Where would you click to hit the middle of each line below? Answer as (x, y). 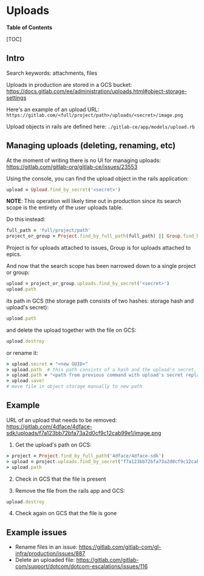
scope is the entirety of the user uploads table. (65, 208)
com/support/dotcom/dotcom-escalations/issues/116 (81, 566)
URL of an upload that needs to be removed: (62, 420)
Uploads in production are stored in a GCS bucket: (69, 84)
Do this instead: (26, 219)
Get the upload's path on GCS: (53, 445)
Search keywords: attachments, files (52, 73)
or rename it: (22, 352)
